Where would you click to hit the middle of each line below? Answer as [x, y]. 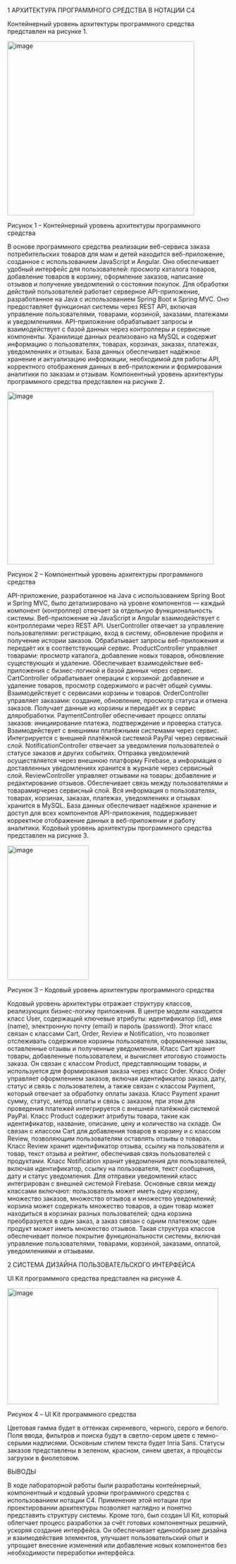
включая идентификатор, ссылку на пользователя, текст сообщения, [112, 1168]
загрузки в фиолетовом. [43, 1458]
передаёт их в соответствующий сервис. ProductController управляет [113, 648]
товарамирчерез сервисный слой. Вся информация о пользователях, [112, 790]
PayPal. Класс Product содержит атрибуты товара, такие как [99, 1116]
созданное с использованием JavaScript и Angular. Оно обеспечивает [113, 261]
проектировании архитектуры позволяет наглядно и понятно [100, 1508]
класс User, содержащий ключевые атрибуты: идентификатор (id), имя [114, 1018]
